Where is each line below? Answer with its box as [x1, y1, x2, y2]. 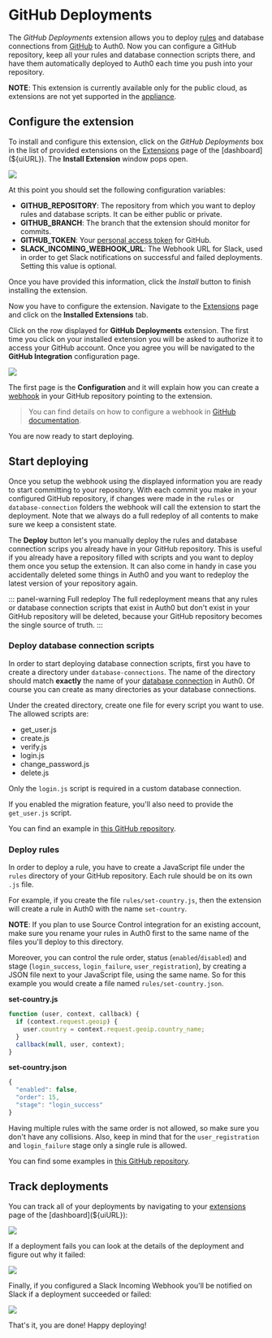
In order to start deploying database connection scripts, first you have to [8, 658, 251, 668]
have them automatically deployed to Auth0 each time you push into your [8, 58, 253, 68]
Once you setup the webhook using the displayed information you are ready [8, 476, 262, 486]
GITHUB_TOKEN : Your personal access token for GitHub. [19, 235, 212, 245]
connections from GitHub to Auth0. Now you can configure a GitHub [8, 41, 237, 50]
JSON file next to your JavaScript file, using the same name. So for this [8, 970, 246, 980]
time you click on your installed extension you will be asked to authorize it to [8, 334, 264, 344]
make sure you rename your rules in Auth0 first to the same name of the [8, 929, 249, 938]
